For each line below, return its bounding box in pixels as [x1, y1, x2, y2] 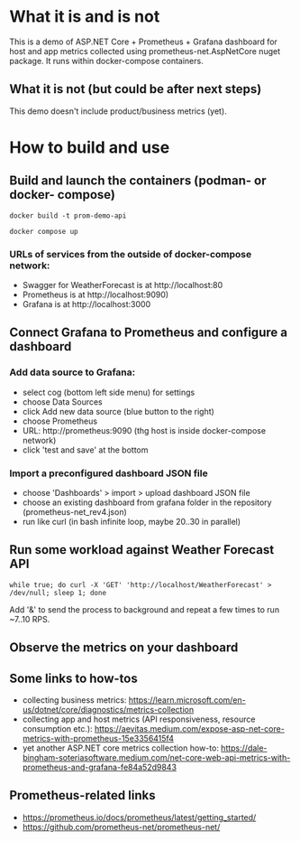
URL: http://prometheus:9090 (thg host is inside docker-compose [22, 425, 267, 435]
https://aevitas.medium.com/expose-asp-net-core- [94, 724, 286, 734]
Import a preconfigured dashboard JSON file [9, 467, 209, 480]
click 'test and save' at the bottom [22, 444, 149, 455]
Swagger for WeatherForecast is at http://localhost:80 [22, 280, 223, 291]
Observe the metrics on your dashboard [9, 640, 239, 656]
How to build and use [9, 137, 170, 157]
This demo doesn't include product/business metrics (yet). [9, 106, 227, 117]
